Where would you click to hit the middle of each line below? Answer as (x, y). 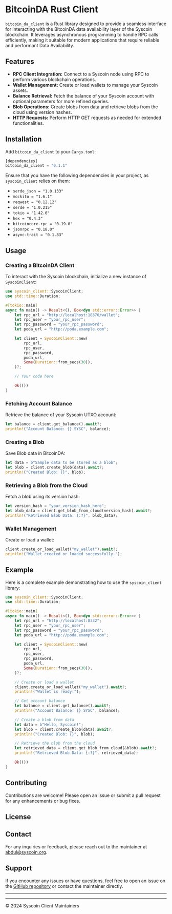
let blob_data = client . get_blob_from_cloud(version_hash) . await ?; (79, 511)
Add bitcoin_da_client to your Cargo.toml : (51, 151)
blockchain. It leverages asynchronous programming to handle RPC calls (82, 34)
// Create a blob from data (44, 719)
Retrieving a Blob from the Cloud (47, 485)
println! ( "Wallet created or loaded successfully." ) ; (64, 554)
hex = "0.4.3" (28, 219)
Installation (24, 139)
